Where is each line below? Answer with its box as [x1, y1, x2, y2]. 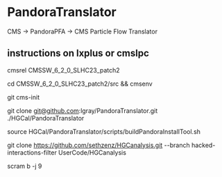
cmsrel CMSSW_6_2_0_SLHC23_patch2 [7, 66, 120, 74]
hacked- [191, 141, 216, 149]
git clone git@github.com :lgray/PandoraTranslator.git [7, 106, 158, 115]
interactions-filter [7, 148, 57, 157]
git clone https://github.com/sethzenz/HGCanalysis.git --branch [7, 141, 190, 149]
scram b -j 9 [7, 162, 42, 170]
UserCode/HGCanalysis [58, 148, 127, 157]
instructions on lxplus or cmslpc [7, 47, 149, 59]
